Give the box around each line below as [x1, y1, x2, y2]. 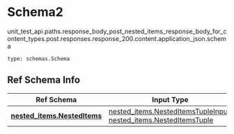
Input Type [152, 94, 189, 104]
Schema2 [7, 4, 64, 20]
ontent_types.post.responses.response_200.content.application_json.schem [7, 34, 226, 42]
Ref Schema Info [7, 74, 81, 86]
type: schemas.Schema [7, 55, 70, 62]
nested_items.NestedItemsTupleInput [108, 106, 231, 116]
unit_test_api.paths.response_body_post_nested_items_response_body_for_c [7, 27, 227, 35]
